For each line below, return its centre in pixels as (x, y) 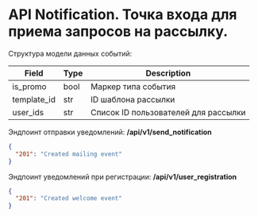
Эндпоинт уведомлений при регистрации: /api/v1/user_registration (123, 176)
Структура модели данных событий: (70, 53)
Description (168, 73)
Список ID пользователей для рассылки (168, 112)
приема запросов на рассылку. (118, 31)
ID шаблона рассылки (133, 99)
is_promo (29, 87)
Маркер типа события (133, 87)
